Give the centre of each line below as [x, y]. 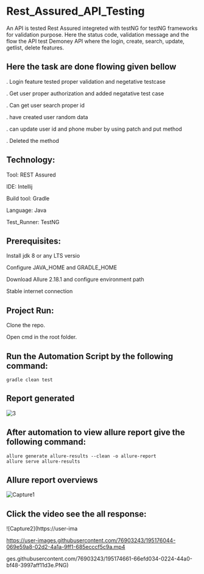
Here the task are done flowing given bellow [91, 67]
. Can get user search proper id [46, 105]
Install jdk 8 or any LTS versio [43, 256]
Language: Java [26, 210]
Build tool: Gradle [28, 198]
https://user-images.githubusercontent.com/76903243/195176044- [91, 540]
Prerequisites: [33, 241]
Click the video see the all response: [76, 514]
